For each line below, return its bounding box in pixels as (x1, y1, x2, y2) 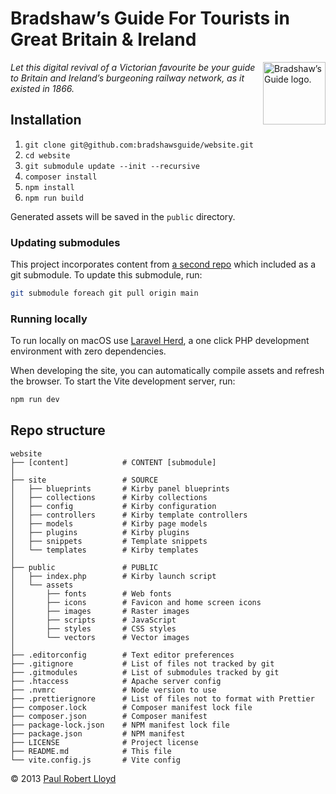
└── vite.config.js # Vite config (10, 755, 182, 765)
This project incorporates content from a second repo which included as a (10, 258, 317, 271)
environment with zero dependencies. (10, 345, 167, 357)
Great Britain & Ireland (10, 28, 197, 51)
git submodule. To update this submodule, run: (10, 269, 203, 281)
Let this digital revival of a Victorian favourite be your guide (10, 61, 256, 73)
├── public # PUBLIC (10, 562, 159, 572)
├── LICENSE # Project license (10, 737, 199, 747)
